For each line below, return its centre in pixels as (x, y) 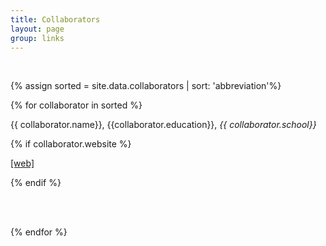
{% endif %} (36, 183)
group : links (37, 38)
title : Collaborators (55, 19)
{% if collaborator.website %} (71, 144)
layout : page (37, 29)
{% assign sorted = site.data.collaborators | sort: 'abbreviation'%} (146, 86)
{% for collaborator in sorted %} (76, 105)
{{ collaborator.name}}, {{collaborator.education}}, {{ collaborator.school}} (163, 125)
